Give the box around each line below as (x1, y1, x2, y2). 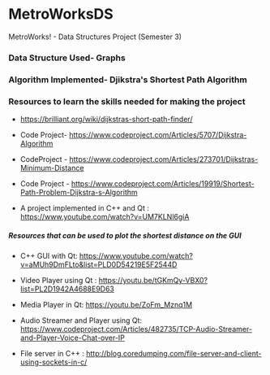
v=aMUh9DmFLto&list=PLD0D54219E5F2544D (19, 259, 178, 269)
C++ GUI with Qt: (19, 251, 79, 261)
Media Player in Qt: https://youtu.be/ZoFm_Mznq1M (19, 300, 193, 310)
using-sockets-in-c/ (19, 357, 88, 367)
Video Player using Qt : (19, 276, 97, 286)
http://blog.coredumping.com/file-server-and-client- (86, 349, 262, 359)
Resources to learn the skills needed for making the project (8, 95, 246, 107)
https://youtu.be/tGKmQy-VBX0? (98, 276, 208, 286)
